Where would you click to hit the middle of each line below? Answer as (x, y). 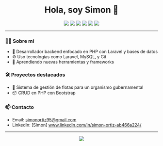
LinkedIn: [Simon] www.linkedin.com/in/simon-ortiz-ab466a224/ (77, 125)
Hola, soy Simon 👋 (81, 10)
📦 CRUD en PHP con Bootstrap (44, 93)
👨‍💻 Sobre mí (20, 41)
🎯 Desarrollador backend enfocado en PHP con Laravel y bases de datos (85, 52)
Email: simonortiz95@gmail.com (44, 120)
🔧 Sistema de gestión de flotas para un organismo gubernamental (78, 87)
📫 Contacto (19, 107)
